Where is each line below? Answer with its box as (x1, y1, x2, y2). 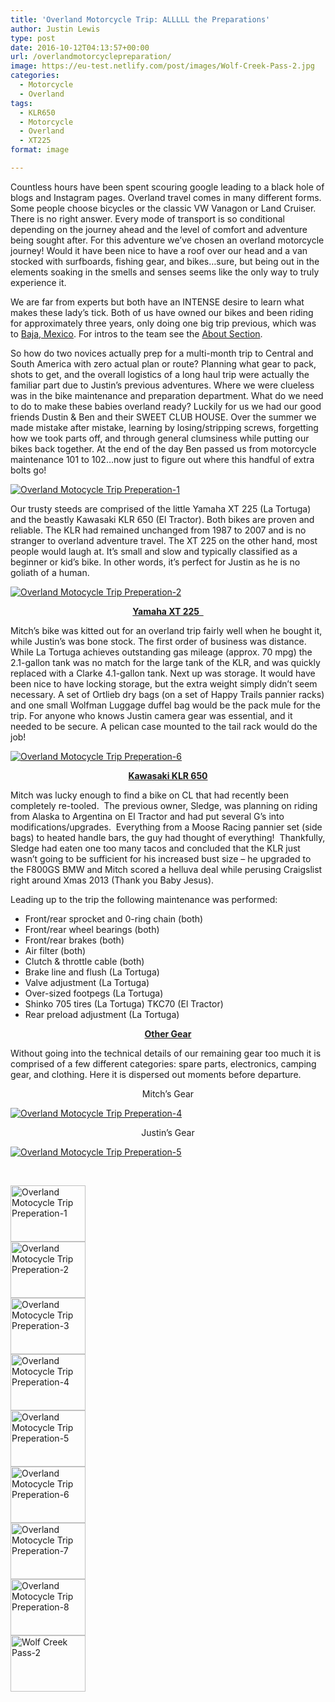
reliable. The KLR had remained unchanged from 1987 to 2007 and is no (10, 524, 307, 536)
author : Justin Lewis (10, 24, 101, 34)
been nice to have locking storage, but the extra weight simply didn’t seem (10, 677, 318, 690)
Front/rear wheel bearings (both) (24, 923, 160, 935)
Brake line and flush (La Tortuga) (24, 966, 160, 978)
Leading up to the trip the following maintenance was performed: (10, 893, 278, 905)
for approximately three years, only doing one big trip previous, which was (10, 317, 317, 329)
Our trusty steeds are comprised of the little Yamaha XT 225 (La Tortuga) (10, 502, 312, 515)
